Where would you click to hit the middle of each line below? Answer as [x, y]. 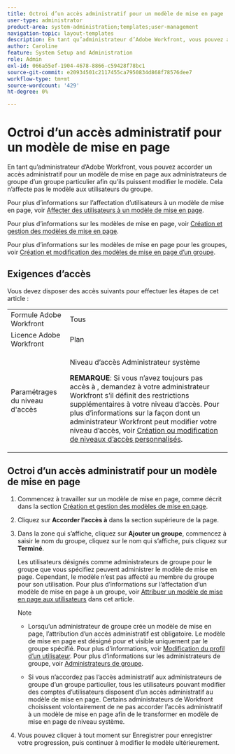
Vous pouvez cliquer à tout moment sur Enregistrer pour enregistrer [115, 735]
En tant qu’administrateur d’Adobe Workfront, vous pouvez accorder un [110, 167]
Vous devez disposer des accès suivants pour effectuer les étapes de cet [113, 291]
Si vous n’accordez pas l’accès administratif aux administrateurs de [125, 677]
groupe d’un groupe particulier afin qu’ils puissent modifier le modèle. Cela [115, 182]
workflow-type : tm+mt [39, 79]
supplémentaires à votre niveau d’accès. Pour [144, 404]
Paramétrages [34, 391]
